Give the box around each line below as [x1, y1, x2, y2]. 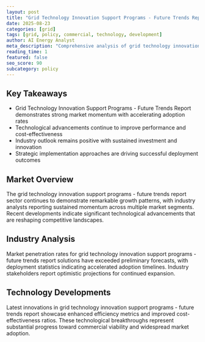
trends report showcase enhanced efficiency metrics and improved [6, 310, 176, 318]
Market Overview [6, 174, 74, 184]
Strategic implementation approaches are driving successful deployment [15, 150, 198, 158]
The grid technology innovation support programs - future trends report [6, 191, 187, 197]
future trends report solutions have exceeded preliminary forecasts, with [6, 256, 189, 264]
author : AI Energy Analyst [6, 37, 75, 43]
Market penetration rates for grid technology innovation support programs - [6, 250, 196, 257]
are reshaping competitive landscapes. [6, 216, 104, 224]
